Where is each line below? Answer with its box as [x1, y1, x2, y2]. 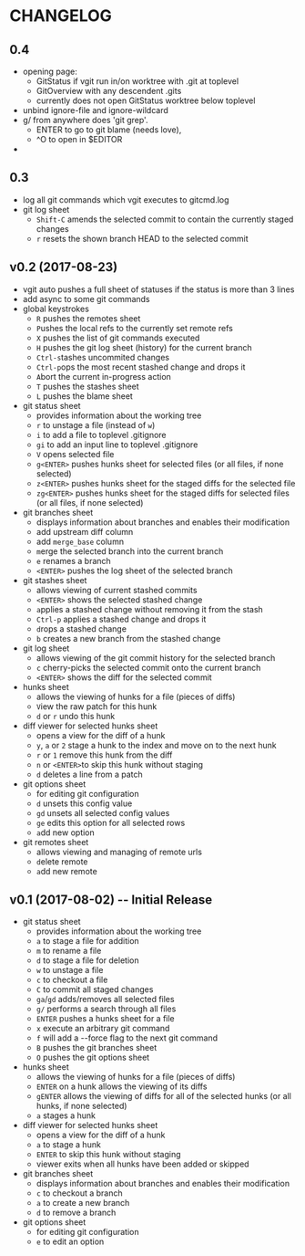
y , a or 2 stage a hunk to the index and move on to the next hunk [36, 739, 277, 750]
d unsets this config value [36, 798, 133, 809]
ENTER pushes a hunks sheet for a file [36, 1013, 175, 1024]
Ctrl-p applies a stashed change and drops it [36, 613, 207, 624]
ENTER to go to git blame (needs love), [36, 124, 182, 135]
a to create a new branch [36, 1198, 130, 1209]
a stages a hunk [36, 1110, 96, 1121]
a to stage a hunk [36, 1139, 102, 1150]
